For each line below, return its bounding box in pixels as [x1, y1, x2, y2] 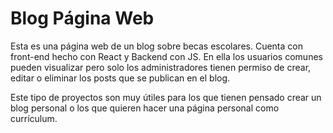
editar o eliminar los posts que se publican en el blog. [10, 72, 231, 84]
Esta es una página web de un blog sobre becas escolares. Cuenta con [10, 40, 303, 52]
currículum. [10, 112, 58, 124]
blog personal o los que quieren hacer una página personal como [10, 102, 280, 114]
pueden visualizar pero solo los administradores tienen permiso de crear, [10, 61, 312, 73]
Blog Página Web [10, 7, 155, 30]
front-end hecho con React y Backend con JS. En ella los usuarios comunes [10, 50, 323, 62]
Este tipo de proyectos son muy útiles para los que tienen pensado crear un [10, 91, 322, 103]
